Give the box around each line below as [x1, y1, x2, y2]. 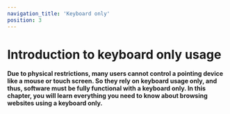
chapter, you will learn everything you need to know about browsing [7, 92, 208, 100]
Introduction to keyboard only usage [7, 47, 222, 63]
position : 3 [7, 17, 42, 24]
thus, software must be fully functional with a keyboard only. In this [7, 84, 206, 92]
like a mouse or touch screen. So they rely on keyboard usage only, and [7, 77, 217, 85]
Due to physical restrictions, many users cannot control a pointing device [7, 70, 224, 78]
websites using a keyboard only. [7, 99, 103, 108]
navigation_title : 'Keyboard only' [7, 10, 110, 17]
